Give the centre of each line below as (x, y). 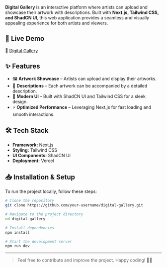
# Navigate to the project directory (44, 214)
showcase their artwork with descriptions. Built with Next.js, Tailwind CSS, (82, 12)
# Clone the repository (30, 201)
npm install (17, 232)
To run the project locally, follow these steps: (51, 191)
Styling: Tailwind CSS (35, 150)
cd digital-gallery (25, 219)
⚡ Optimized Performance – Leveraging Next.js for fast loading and (82, 107)
